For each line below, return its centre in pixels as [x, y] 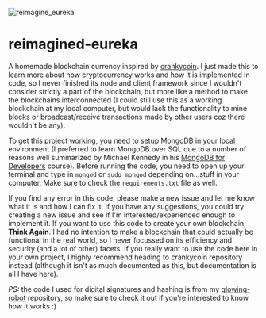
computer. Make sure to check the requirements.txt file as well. [113, 182]
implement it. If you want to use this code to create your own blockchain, [127, 223]
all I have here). [33, 274]
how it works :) [33, 306]
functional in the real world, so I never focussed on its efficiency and [120, 240]
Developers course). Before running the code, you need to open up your [126, 166]
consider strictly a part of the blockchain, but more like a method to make [128, 91]
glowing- [236, 289]
